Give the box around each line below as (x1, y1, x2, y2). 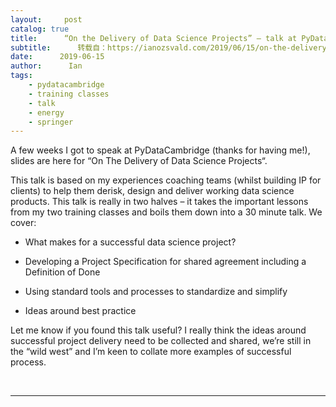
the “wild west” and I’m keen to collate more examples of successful (10, 346, 292, 358)
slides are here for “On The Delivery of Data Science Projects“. (10, 155, 268, 167)
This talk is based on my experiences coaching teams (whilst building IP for (10, 174, 322, 186)
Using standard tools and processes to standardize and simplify (24, 286, 288, 298)
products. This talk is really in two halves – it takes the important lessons (10, 196, 309, 208)
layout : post (10, 14, 83, 25)
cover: (10, 217, 37, 229)
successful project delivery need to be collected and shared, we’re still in (10, 335, 312, 347)
